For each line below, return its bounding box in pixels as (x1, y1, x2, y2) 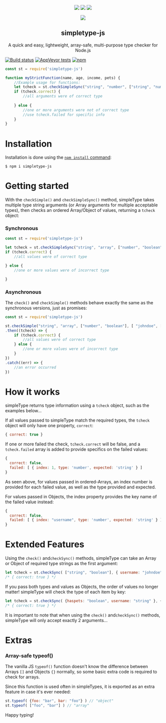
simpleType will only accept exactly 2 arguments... (5, 617, 108, 623)
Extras (5, 634, 32, 646)
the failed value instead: (5, 499, 54, 505)
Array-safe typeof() (5, 652, 53, 659)
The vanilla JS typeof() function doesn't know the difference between (5, 664, 148, 670)
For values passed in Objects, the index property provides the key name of (5, 493, 157, 499)
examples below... (5, 408, 42, 414)
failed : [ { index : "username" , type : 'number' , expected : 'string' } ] (9, 518, 163, 523)
